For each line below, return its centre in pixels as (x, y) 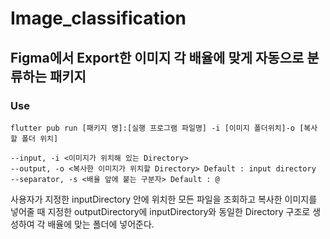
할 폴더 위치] (34, 138)
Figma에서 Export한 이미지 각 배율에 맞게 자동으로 (157, 57)
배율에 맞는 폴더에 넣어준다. (101, 224)
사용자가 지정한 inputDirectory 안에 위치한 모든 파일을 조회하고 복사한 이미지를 (164, 199)
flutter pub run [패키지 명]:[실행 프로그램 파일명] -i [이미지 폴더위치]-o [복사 (164, 128)
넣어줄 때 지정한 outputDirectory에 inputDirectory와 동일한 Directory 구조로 (160, 211)
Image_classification (98, 18)
